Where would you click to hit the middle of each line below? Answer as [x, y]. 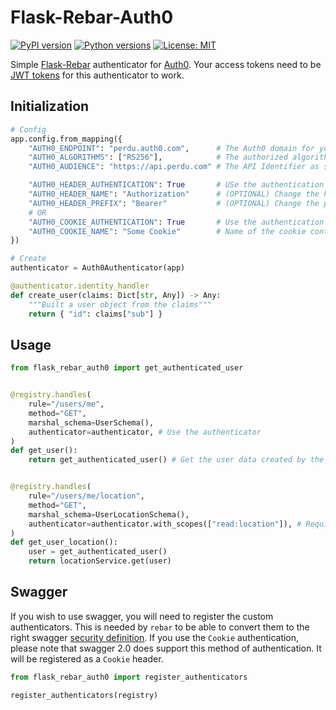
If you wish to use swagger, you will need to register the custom [142, 616]
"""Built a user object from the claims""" [120, 304]
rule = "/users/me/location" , [86, 496]
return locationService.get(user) [100, 561]
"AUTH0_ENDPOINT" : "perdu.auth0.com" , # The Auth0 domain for [171, 148]
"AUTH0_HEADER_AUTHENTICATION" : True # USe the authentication [176, 185]
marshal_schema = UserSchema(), [91, 422]
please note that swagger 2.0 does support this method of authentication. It [166, 648]
